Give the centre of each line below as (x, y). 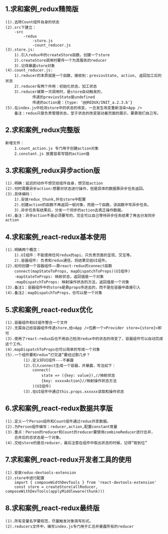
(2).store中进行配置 (25, 478)
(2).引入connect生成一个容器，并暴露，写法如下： (70, 366)
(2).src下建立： (21, 27)
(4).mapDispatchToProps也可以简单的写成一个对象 (53, 350)
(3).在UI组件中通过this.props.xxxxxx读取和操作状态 (74, 392)
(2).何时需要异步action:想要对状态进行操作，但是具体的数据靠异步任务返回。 (76, 189)
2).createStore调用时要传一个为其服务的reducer (61, 60)
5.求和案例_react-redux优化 (49, 310)
